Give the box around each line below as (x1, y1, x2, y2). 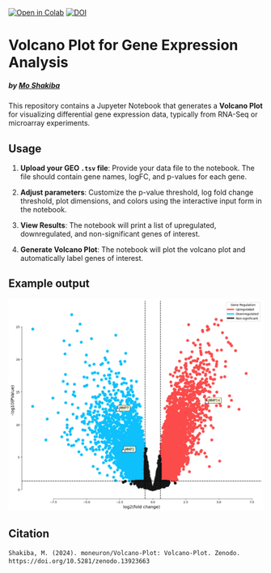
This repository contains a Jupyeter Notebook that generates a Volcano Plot (8, 101, 263, 111)
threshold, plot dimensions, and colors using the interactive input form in (19, 195, 263, 206)
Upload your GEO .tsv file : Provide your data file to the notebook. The (19, 163, 255, 173)
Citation (8, 527, 50, 541)
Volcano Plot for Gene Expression (8, 36, 239, 54)
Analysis (8, 53, 69, 72)
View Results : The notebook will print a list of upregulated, (19, 220, 217, 230)
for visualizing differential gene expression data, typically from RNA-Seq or (8, 109, 258, 119)
